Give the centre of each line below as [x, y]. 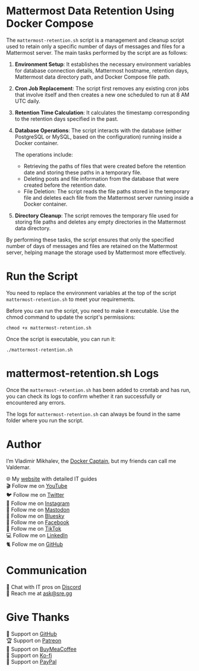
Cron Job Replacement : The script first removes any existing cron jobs [102, 88]
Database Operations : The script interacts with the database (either [98, 130]
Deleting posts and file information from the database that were [101, 178]
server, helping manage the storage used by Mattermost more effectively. [96, 252]
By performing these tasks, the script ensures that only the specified [90, 240]
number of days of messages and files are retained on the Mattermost [92, 246]
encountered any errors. [36, 402]
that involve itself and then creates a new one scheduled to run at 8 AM [102, 95]
